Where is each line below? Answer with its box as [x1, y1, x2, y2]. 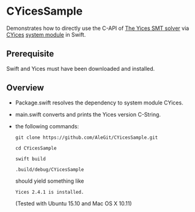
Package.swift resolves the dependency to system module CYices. [15, 99, 183, 106]
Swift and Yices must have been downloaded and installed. [6, 65, 155, 72]
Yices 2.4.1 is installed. [15, 189, 84, 195]
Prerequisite [6, 49, 54, 59]
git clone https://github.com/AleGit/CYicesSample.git [15, 134, 158, 141]
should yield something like [15, 177, 84, 185]
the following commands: [15, 122, 79, 130]
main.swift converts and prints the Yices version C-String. [15, 111, 161, 118]
